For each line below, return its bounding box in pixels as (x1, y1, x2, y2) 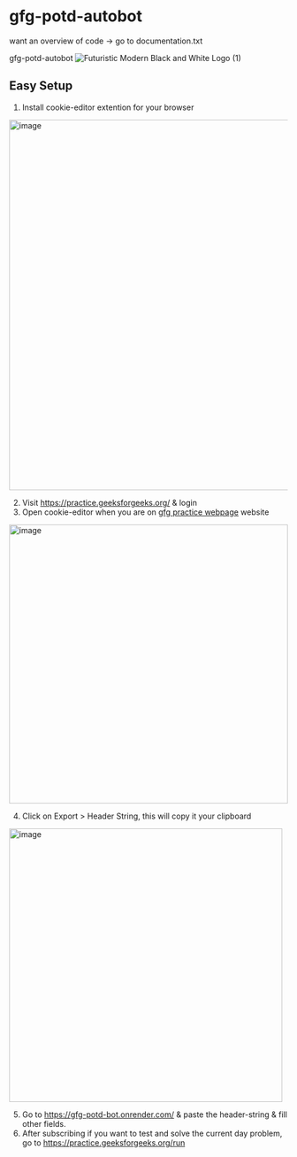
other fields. (21, 1118, 66, 1129)
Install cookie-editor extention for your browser (21, 102, 194, 113)
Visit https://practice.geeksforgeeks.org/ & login (21, 497, 197, 508)
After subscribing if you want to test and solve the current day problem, (21, 1128, 283, 1138)
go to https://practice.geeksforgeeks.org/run (21, 1137, 186, 1148)
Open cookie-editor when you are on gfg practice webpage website (21, 507, 270, 517)
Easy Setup (9, 78, 73, 94)
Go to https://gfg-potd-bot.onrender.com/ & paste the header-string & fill (21, 1109, 287, 1120)
